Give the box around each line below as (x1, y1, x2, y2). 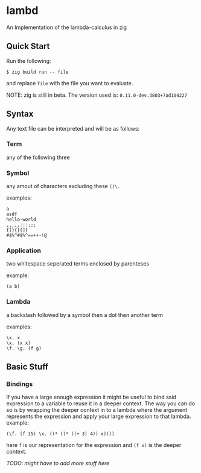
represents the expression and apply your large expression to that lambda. (6, 413, 191, 420)
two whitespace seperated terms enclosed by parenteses (6, 260, 150, 267)
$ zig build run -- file (6, 69, 69, 75)
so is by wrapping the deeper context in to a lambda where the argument (6, 406, 188, 414)
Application (6, 246, 41, 255)
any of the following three (6, 154, 71, 161)
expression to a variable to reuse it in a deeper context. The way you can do (6, 400, 196, 407)
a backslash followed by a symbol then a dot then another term (6, 311, 163, 318)
